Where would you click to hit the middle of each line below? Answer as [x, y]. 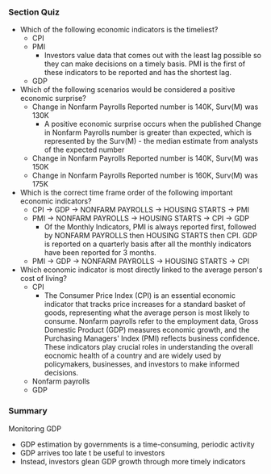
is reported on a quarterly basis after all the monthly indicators [148, 244]
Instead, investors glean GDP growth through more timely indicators [133, 461]
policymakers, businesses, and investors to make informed [142, 364]
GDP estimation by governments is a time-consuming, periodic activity [138, 444]
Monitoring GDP [35, 428]
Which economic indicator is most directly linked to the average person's [141, 270]
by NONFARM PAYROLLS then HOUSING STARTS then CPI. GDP [151, 236]
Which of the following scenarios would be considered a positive [127, 90]
